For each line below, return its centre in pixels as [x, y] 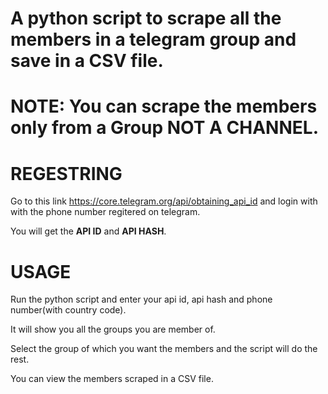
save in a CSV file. [87, 61]
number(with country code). [68, 310]
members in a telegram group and [153, 39]
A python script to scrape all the [146, 18]
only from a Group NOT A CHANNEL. [164, 128]
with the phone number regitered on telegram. [105, 212]
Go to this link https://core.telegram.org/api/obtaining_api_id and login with [164, 201]
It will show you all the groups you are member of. [113, 329]
